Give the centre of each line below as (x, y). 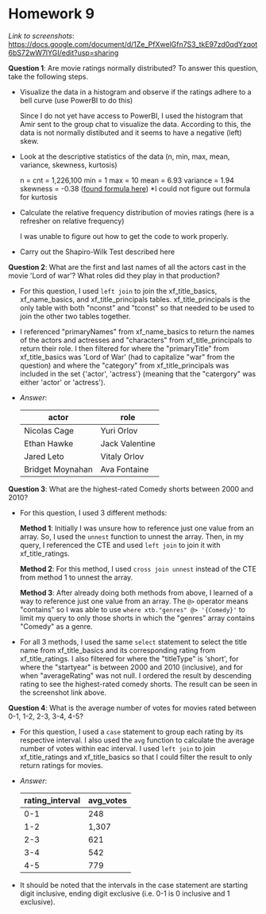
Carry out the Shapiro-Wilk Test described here (97, 252)
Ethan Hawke (48, 443)
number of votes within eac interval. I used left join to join (118, 748)
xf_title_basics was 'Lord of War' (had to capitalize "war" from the (127, 357)
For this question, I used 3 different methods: (93, 512)
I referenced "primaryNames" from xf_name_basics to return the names (137, 331)
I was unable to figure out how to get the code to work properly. (124, 236)
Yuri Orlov (119, 430)
